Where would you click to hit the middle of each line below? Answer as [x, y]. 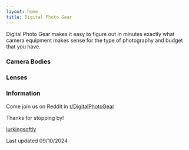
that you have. [24, 46]
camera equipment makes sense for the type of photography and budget [94, 40]
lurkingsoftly [21, 129]
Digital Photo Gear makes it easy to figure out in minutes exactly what [90, 34]
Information [23, 93]
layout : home [22, 12]
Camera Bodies [29, 61]
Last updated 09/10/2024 [37, 141]
